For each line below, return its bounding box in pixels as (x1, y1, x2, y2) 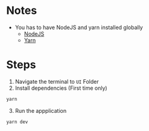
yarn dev (6, 119, 28, 125)
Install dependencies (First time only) (14, 84, 107, 92)
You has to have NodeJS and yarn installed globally (14, 24, 143, 31)
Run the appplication (14, 107, 67, 114)
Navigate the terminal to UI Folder (14, 78, 99, 85)
